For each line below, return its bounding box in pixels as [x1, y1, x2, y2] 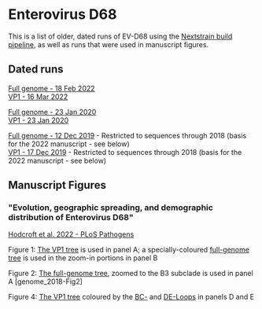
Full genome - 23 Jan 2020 [8, 107, 97, 116]
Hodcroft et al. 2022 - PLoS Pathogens [8, 230, 135, 239]
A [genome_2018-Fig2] [8, 277, 83, 286]
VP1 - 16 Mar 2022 [8, 92, 68, 101]
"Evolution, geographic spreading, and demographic [8, 202, 214, 213]
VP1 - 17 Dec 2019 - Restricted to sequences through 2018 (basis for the [8, 147, 242, 156]
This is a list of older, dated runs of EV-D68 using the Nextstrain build [8, 31, 233, 41]
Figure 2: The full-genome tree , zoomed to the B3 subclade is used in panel [8, 269, 253, 278]
